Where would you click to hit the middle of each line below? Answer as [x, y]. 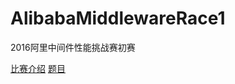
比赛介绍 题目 [38, 68]
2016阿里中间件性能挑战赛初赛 [73, 47]
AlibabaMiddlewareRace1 [118, 18]
